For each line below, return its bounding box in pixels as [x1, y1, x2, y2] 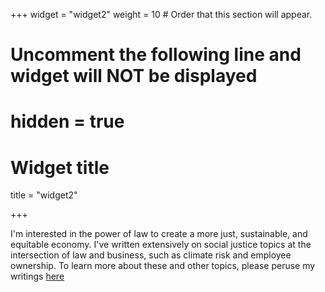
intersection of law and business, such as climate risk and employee [10, 249, 292, 261]
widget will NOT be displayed [10, 65, 258, 88]
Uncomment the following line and [10, 44, 302, 66]
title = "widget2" [10, 189, 78, 201]
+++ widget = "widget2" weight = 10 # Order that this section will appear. [10, 9, 313, 20]
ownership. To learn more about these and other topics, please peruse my [10, 260, 316, 272]
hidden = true [10, 110, 125, 133]
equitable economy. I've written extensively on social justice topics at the [10, 239, 312, 251]
